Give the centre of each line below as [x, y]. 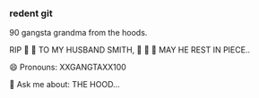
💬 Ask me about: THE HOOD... [65, 85]
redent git [31, 13]
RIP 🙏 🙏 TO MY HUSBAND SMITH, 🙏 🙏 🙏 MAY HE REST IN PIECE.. [130, 50]
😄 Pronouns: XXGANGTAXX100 [68, 67]
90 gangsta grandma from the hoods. [78, 33]
